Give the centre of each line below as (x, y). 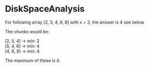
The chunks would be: (27, 31)
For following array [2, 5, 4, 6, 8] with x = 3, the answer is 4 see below (74, 22)
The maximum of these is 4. (33, 60)
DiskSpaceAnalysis (45, 9)
